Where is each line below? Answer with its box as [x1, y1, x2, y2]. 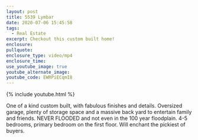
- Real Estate [11, 31, 46, 37]
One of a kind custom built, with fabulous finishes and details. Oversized [6, 102, 183, 109]
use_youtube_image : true [6, 63, 67, 70]
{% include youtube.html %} [6, 91, 75, 98]
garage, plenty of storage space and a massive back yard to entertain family [6, 109, 192, 116]
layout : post [6, 8, 38, 15]
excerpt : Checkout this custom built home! [6, 36, 115, 42]
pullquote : [6, 47, 33, 53]
